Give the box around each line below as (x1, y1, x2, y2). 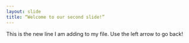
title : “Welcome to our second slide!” (6, 14, 105, 20)
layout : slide (6, 8, 42, 15)
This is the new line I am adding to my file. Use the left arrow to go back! (6, 30, 183, 37)
